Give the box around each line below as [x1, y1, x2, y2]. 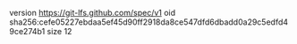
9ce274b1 [9, 26, 46, 36]
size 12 [47, 26, 72, 36]
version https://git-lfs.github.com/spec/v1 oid [9, 8, 176, 18]
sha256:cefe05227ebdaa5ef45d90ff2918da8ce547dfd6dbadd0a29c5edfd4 [9, 17, 289, 27]
